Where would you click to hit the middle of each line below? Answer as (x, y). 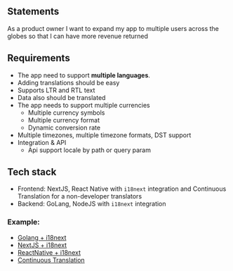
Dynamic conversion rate (64, 127)
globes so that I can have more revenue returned (78, 36)
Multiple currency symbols (66, 113)
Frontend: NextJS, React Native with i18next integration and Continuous (122, 189)
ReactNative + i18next (49, 252)
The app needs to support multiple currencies (84, 105)
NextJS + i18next (42, 245)
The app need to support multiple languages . (84, 75)
